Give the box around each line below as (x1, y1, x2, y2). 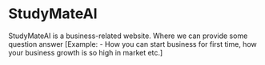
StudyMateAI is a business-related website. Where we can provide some (8, 31, 248, 40)
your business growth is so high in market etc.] (8, 48, 163, 57)
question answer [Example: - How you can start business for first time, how (8, 39, 258, 48)
